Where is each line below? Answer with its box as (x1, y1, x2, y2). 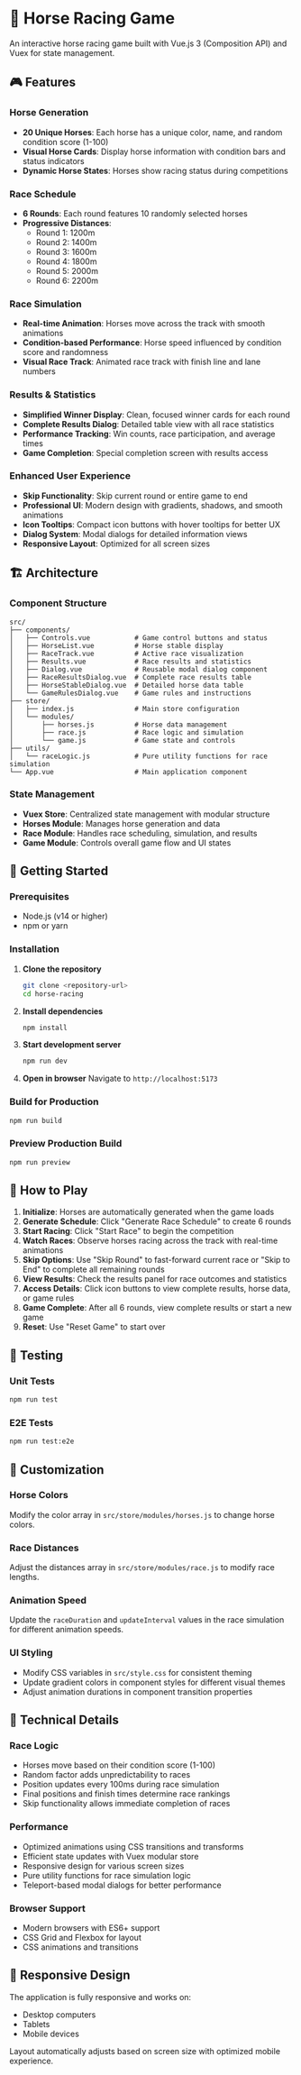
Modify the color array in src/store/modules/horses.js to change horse (9, 1509, 275, 1520)
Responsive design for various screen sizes (22, 1860, 185, 1871)
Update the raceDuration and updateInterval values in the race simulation (9, 1614, 285, 1625)
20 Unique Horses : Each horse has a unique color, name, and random (22, 126, 283, 138)
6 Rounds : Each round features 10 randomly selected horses (22, 207, 248, 219)
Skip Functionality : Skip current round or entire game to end (22, 490, 248, 501)
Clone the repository (22, 964, 102, 974)
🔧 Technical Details (9, 1713, 120, 1728)
